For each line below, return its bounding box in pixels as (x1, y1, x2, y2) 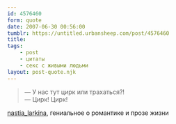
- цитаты (19, 56, 45, 63)
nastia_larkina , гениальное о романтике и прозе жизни (7, 109, 169, 117)
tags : (7, 42, 23, 49)
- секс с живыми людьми (19, 62, 89, 69)
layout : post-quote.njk (7, 68, 77, 75)
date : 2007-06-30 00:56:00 (7, 23, 86, 30)
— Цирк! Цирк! (24, 95, 68, 103)
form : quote (7, 17, 42, 24)
